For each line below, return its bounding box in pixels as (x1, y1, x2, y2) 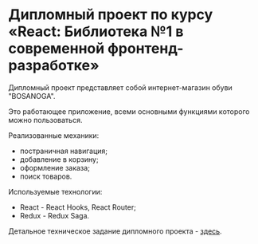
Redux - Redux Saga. (19, 211, 90, 220)
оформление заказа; (19, 163, 90, 172)
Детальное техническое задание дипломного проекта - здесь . (8, 226, 222, 236)
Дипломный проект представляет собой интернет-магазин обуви (8, 82, 233, 92)
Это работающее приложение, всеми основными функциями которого (8, 106, 250, 116)
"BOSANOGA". (8, 91, 56, 100)
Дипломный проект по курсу (8, 6, 213, 24)
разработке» (8, 57, 100, 75)
